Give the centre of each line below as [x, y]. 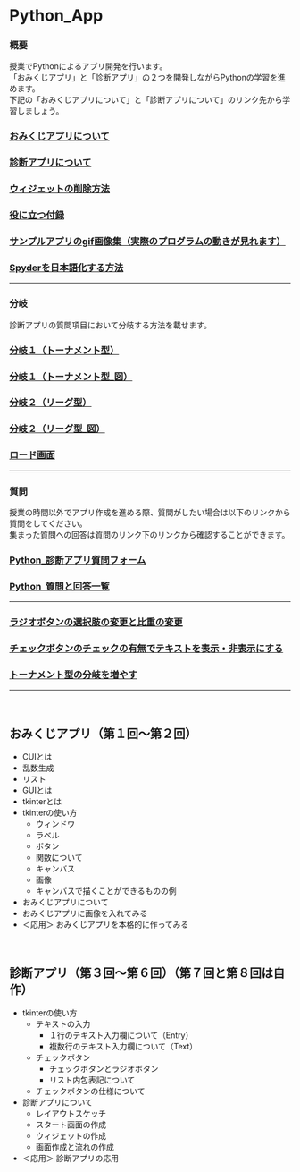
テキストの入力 [63, 1023]
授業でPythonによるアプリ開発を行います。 [88, 66]
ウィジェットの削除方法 [59, 189]
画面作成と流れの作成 [75, 1147]
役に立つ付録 [37, 216]
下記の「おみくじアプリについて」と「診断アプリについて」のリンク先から [146, 100]
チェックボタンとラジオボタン [104, 1068]
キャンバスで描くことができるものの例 [106, 891]
